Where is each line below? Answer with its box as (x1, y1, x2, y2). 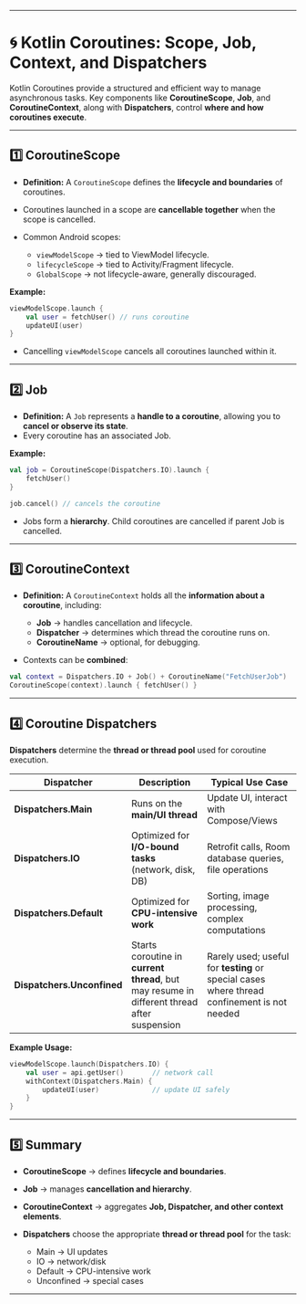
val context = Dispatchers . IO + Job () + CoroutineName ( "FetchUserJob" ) (9, 672, 287, 681)
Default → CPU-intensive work (36, 1266, 152, 1277)
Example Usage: (9, 1042, 73, 1053)
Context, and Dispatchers (9, 52, 208, 73)
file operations (206, 863, 269, 876)
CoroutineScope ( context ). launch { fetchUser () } (9, 681, 198, 690)
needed (206, 1006, 240, 1019)
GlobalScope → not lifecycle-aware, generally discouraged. (36, 268, 257, 279)
